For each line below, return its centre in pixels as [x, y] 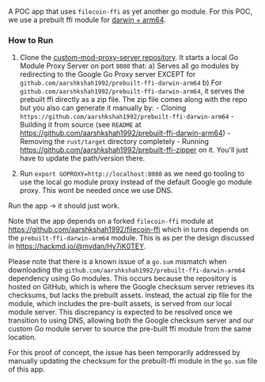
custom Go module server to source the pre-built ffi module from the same [130, 329]
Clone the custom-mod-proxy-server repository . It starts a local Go [129, 58]
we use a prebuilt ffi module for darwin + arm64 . [87, 20]
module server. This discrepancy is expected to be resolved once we [121, 312]
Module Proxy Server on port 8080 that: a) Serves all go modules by [129, 66]
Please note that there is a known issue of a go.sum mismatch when [117, 262]
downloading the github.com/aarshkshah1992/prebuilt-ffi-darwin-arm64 [127, 270]
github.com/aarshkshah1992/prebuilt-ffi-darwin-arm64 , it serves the [132, 91]
